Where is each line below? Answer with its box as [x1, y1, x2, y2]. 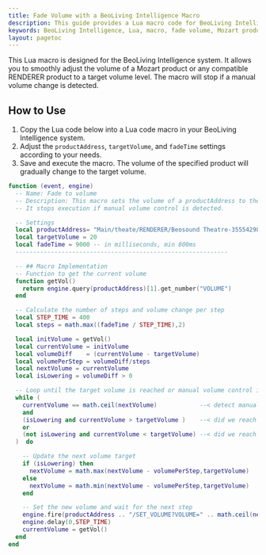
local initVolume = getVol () [15, 335, 112, 343]
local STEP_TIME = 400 [15, 314, 90, 322]
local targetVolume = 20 [15, 233, 97, 242]
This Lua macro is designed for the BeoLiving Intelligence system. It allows [8, 55, 252, 65]
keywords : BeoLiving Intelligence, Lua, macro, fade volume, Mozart [8, 26, 239, 34]
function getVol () [15, 277, 77, 285]
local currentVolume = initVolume [15, 343, 129, 350]
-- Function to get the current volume [15, 270, 147, 277]
